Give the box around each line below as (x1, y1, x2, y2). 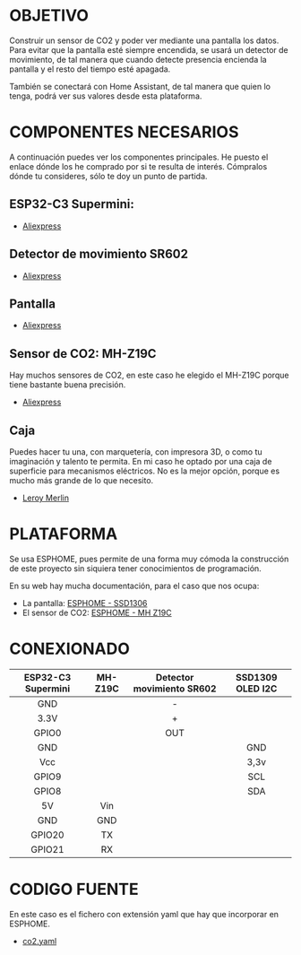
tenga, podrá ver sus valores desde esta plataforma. (9, 91, 202, 101)
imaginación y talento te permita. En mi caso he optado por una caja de (9, 456, 272, 466)
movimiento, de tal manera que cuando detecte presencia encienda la (9, 54, 267, 65)
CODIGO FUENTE (9, 880, 139, 899)
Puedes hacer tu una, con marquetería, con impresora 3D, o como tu (9, 446, 262, 457)
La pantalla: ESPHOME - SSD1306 (21, 597, 148, 608)
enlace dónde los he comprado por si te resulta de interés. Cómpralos (9, 161, 268, 171)
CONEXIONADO (9, 638, 130, 659)
